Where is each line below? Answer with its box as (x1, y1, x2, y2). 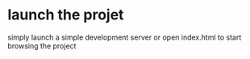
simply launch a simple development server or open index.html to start (7, 32, 242, 42)
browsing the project (7, 40, 77, 50)
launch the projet (7, 6, 124, 24)
